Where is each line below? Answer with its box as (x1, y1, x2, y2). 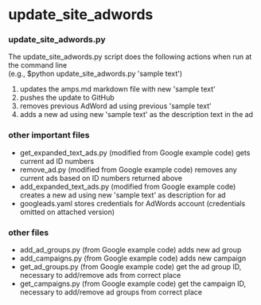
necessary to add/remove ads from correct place (19, 271, 181, 280)
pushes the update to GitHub (19, 93, 115, 103)
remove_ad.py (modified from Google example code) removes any (19, 165, 237, 174)
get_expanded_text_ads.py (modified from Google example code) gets (19, 147, 251, 157)
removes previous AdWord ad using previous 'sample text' (19, 101, 212, 111)
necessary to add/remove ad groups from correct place (19, 287, 203, 297)
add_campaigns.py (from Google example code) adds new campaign (19, 253, 247, 264)
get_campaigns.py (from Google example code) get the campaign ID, (19, 279, 247, 288)
